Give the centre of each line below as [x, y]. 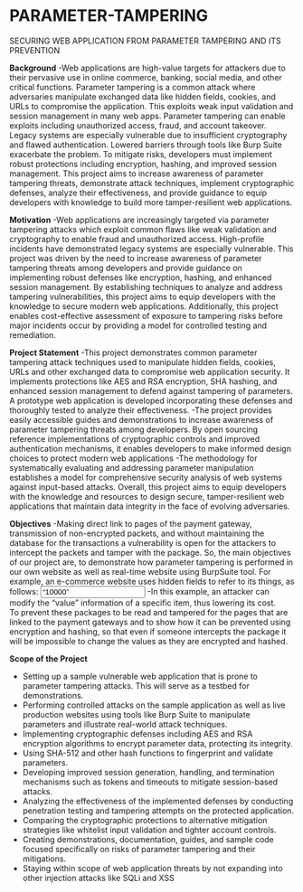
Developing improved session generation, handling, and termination [148, 772]
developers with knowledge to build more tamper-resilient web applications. [151, 202]
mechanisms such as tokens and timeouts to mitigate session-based [150, 782]
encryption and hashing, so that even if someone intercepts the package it [148, 631]
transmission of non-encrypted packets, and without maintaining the [137, 533]
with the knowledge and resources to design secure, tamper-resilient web [147, 496]
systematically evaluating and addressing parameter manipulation [132, 467]
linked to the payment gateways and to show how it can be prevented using [150, 622]
